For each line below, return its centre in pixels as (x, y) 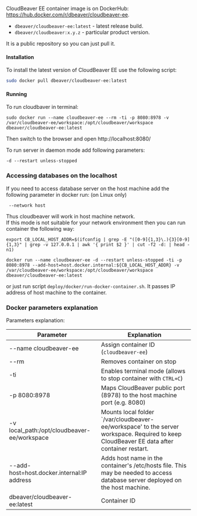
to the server (161, 426)
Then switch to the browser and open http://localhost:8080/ (79, 139)
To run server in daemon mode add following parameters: (76, 150)
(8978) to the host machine (139, 395)
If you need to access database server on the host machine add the (88, 188)
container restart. (125, 449)
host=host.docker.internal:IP (48, 473)
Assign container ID (128, 344)
